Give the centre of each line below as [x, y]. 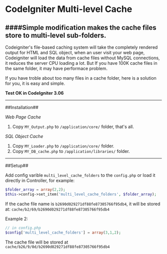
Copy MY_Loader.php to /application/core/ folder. [63, 146]
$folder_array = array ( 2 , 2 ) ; [35, 190]
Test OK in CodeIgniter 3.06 [35, 93]
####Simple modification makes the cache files [81, 28]
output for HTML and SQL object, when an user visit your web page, [75, 53]
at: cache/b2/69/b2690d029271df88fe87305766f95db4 [57, 209]
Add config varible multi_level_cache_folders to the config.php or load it [80, 175]
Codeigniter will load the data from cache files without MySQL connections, [83, 58]
